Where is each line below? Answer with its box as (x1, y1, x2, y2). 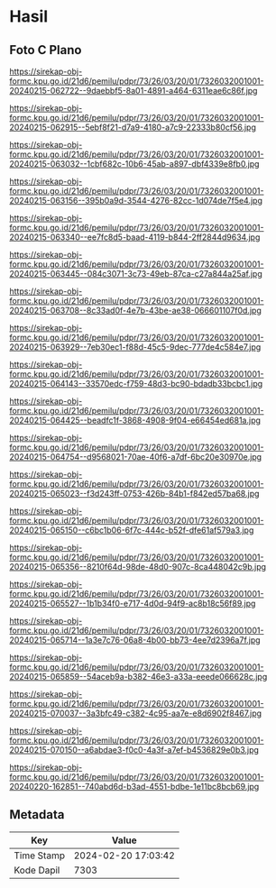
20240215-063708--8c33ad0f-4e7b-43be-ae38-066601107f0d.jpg (9, 305, 262, 316)
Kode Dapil (14, 864, 60, 876)
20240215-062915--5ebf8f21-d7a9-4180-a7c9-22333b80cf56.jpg (9, 122, 257, 133)
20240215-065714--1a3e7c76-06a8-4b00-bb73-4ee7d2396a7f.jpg (9, 635, 261, 645)
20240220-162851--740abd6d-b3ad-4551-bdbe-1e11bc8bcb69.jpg (9, 782, 260, 792)
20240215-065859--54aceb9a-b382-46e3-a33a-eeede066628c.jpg (9, 672, 268, 682)
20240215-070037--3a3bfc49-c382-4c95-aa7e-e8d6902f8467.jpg (9, 708, 262, 719)
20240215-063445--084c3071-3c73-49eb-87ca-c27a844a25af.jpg (9, 269, 263, 279)
